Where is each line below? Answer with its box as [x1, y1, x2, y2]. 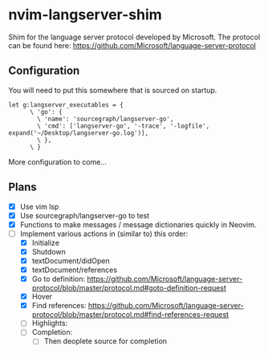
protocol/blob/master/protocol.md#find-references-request [31, 310, 229, 319]
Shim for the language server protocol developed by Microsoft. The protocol [8, 32, 261, 42]
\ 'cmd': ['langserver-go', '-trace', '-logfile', [37, 122, 210, 130]
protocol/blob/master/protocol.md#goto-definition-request [31, 283, 227, 293]
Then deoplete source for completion [43, 336, 167, 346]
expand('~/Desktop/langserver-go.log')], [8, 128, 149, 137]
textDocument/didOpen [31, 255, 110, 266]
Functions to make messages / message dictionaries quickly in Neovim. [19, 219, 257, 230]
